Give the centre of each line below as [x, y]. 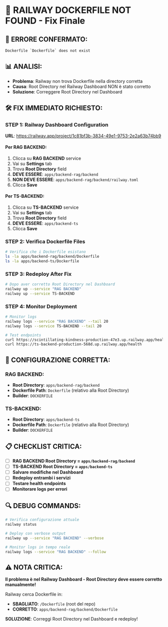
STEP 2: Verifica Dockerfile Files [45, 241]
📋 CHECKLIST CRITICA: [43, 446]
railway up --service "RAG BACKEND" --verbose [54, 538]
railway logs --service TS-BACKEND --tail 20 [53, 326]
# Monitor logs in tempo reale [38, 547]
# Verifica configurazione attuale [42, 520]
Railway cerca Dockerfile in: [34, 595]
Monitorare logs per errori [40, 489]
